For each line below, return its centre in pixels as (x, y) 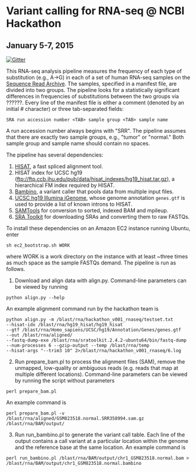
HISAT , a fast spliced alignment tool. (59, 166)
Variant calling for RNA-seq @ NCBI (95, 11)
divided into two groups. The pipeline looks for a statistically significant (93, 90)
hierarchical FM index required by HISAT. (65, 185)
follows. (16, 269)
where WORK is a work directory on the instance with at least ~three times (97, 256)
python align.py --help (36, 298)
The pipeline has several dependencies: (55, 155)
